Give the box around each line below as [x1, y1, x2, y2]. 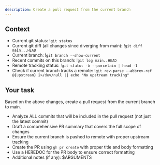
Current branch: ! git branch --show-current [12, 52, 101, 58]
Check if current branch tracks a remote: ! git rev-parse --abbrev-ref [12, 68, 152, 74]
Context [5, 25, 30, 33]
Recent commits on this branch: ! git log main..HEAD [12, 58, 117, 63]
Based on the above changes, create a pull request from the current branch [5, 99, 156, 105]
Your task [5, 86, 35, 94]
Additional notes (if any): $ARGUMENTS [12, 154, 92, 160]
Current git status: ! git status [12, 38, 73, 44]
